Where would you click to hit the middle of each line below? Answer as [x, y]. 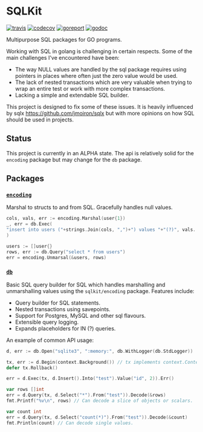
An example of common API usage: [50, 340]
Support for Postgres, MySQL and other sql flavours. [80, 315]
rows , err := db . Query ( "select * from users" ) [66, 252]
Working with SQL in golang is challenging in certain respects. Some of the [99, 51]
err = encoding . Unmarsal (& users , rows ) [56, 257]
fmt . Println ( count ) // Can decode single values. [70, 423]
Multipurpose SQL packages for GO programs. [64, 39]
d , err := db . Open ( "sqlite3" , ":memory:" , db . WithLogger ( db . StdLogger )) [100, 351]
